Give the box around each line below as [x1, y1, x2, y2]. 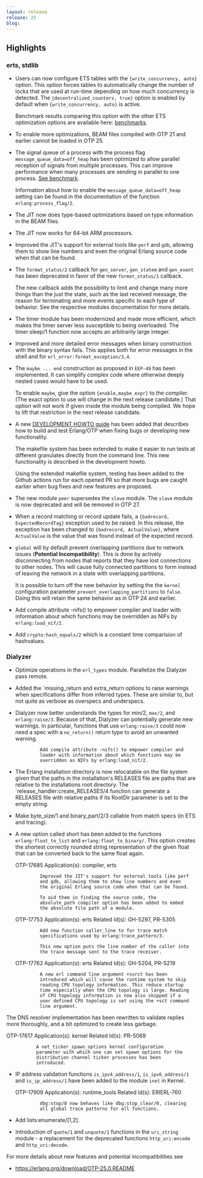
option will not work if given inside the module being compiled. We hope [15, 402, 196, 410]
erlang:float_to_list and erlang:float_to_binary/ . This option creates [15, 837, 196, 844]
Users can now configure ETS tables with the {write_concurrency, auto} [15, 75, 198, 82]
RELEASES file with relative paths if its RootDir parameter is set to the [15, 794, 188, 801]
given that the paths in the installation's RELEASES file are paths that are [15, 774, 196, 782]
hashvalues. [15, 638, 45, 645]
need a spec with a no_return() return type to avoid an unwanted [15, 729, 179, 736]
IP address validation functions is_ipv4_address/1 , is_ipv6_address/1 [15, 1070, 189, 1078]
